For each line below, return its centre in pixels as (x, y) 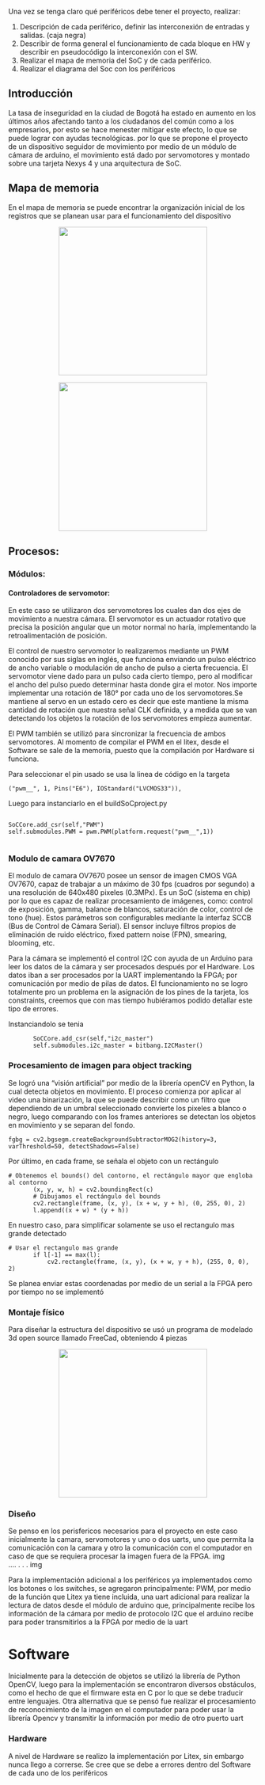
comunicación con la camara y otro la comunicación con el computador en (130, 1548)
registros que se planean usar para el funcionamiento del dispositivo (120, 215)
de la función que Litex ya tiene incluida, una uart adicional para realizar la (129, 1597)
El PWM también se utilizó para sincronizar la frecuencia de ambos (117, 734)
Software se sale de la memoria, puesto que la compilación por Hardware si (131, 751)
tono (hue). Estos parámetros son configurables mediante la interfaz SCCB (130, 918)
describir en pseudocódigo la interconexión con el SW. (109, 52)
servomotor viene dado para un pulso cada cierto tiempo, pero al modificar (131, 676)
